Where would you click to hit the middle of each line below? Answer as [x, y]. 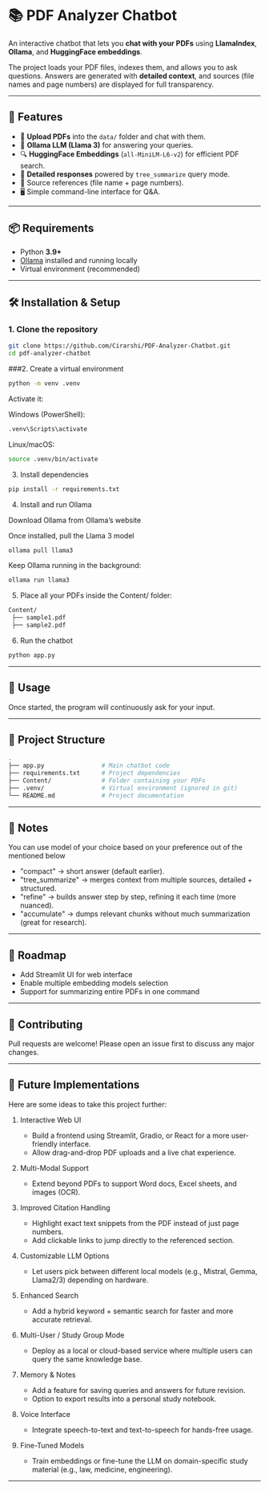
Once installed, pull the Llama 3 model [71, 535]
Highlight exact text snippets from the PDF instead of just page [135, 1223]
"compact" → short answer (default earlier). [92, 871]
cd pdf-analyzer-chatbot [50, 354]
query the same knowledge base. [87, 1359]
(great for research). [53, 923]
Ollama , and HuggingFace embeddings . [75, 51]
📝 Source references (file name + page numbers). [102, 182]
